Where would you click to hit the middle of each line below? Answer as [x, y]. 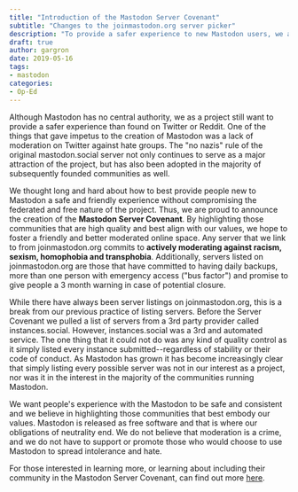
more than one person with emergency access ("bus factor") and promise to [149, 275]
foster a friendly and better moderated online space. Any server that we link [148, 238]
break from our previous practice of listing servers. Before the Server [135, 311]
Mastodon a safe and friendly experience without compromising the [133, 199]
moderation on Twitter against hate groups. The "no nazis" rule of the [136, 145]
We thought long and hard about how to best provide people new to [133, 191]
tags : [19, 67]
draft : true [31, 42]
